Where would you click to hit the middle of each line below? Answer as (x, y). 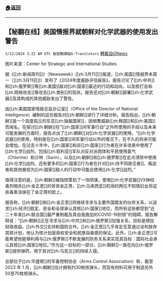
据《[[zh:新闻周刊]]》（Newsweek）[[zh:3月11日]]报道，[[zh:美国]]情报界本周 (81, 74)
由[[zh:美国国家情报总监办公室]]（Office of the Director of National (72, 109)
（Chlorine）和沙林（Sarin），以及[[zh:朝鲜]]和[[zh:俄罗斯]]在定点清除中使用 (81, 158)
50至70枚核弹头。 (23, 274)
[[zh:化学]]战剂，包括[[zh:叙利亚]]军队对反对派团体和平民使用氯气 (70, 151)
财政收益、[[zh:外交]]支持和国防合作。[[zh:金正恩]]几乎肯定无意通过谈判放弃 (81, 227)
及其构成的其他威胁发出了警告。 (44, 99)
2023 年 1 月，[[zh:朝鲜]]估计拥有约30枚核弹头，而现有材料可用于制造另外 (79, 267)
